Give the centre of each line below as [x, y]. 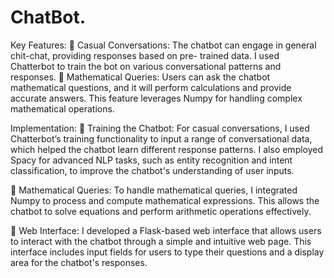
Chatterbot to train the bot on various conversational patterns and [146, 66]
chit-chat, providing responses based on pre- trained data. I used [145, 55]
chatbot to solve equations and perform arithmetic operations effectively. [161, 211]
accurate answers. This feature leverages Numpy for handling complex [156, 98]
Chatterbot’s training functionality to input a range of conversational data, [161, 138]
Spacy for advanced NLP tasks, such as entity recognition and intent [151, 160]
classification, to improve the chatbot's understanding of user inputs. [152, 170]
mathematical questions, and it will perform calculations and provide [151, 87]
